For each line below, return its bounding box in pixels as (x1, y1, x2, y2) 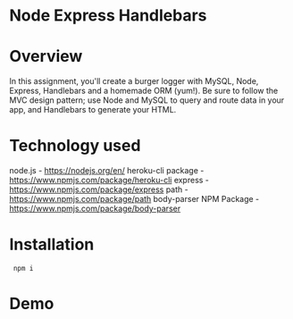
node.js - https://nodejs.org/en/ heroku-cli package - (9, 165, 205, 176)
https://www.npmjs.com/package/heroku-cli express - (9, 175, 210, 186)
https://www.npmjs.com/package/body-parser (9, 203, 181, 214)
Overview (9, 46, 83, 67)
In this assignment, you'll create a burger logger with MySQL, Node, (9, 76, 259, 87)
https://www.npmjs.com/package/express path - (9, 184, 189, 195)
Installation (9, 234, 95, 255)
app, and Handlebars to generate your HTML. (9, 105, 177, 115)
